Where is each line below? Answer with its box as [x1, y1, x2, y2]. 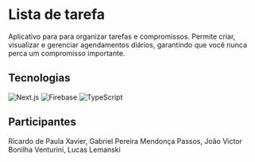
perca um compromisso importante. [8, 48, 126, 58]
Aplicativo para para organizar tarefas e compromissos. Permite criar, [8, 32, 236, 41]
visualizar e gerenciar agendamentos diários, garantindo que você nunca [8, 40, 248, 49]
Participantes [8, 115, 77, 129]
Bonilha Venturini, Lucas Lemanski [8, 145, 121, 154]
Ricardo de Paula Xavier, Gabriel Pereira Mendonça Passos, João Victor [8, 136, 242, 145]
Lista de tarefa [8, 6, 106, 24]
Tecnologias [8, 71, 71, 85]
